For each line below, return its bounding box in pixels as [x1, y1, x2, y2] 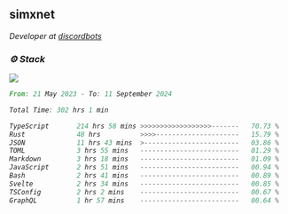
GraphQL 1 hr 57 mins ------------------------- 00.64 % [9, 195, 279, 205]
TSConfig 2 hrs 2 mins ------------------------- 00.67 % [9, 187, 279, 196]
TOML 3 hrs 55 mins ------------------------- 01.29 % [9, 147, 279, 155]
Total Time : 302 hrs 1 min [9, 106, 109, 115]
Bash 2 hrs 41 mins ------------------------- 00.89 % [9, 171, 279, 180]
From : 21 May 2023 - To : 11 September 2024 [9, 90, 173, 99]
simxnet [9, 7, 56, 22]
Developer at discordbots [9, 30, 102, 41]
